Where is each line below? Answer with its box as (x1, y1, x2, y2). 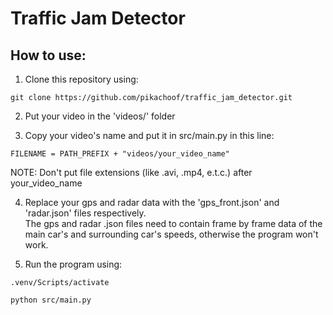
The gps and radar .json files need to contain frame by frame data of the (24, 218, 323, 229)
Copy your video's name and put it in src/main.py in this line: (24, 130, 275, 141)
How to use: (10, 47, 87, 64)
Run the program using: (24, 258, 123, 270)
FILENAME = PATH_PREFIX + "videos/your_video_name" (10, 149, 230, 159)
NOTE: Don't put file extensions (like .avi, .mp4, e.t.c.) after (10, 167, 253, 178)
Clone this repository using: (24, 73, 139, 85)
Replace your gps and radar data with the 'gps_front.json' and (24, 197, 280, 208)
